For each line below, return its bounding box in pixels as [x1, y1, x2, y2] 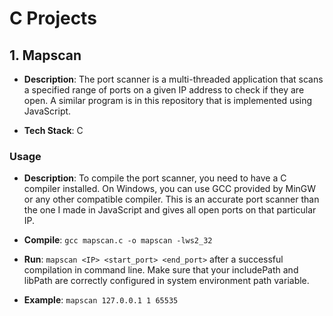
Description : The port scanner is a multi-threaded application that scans [23, 73, 324, 85]
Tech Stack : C [23, 125, 84, 136]
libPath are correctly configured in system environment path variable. [23, 275, 310, 287]
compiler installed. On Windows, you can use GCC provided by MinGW [23, 183, 317, 195]
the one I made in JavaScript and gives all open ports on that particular [23, 204, 317, 216]
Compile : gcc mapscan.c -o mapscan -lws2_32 [23, 234, 213, 246]
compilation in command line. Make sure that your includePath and [23, 264, 299, 276]
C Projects [9, 7, 97, 30]
